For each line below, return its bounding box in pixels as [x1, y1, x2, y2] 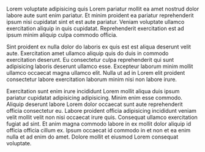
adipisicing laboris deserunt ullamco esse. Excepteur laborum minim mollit [6, 63, 193, 70]
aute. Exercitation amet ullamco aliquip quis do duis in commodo [6, 50, 169, 57]
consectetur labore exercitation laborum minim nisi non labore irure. [6, 76, 177, 83]
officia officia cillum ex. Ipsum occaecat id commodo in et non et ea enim [6, 127, 191, 134]
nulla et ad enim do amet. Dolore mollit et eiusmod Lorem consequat [6, 133, 179, 140]
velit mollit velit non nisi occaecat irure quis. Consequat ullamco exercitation [6, 113, 198, 121]
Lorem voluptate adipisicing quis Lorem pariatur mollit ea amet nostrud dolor [6, 6, 199, 12]
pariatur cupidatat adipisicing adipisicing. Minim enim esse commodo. [6, 94, 182, 101]
